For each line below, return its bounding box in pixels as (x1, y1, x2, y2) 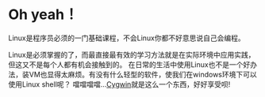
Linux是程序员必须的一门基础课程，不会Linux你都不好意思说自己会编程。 (8, 33, 245, 43)
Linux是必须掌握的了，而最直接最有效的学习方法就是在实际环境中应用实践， (8, 50, 255, 59)
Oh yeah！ (8, 6, 79, 24)
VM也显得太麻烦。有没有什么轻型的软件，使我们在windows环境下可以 (29, 69, 257, 79)
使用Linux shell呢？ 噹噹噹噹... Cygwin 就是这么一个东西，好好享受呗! (8, 79, 231, 89)
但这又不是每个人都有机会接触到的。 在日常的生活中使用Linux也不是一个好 (8, 59, 251, 69)
